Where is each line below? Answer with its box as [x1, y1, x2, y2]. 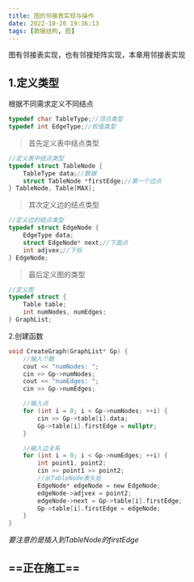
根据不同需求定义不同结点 [8, 99, 94, 109]
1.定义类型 [8, 76, 60, 90]
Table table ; [23, 301, 67, 309]
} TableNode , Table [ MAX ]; [8, 184, 95, 192]
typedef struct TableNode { [8, 162, 103, 170]
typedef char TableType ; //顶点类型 [8, 115, 124, 124]
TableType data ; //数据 [23, 169, 97, 178]
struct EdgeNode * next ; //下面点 [23, 238, 129, 247]
